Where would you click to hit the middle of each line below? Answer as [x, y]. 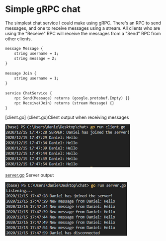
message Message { [24, 48]
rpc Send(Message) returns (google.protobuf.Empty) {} [72, 98]
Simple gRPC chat [43, 9]
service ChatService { [29, 93]
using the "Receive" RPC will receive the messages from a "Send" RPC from [83, 33]
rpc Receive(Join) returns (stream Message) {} [64, 103]
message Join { [21, 73]
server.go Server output [30, 175]
